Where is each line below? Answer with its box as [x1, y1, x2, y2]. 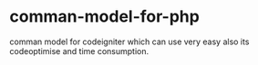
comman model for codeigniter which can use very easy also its [9, 36, 250, 47]
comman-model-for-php [9, 6, 201, 27]
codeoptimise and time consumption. [9, 45, 150, 56]
